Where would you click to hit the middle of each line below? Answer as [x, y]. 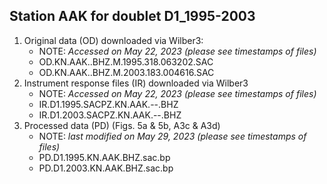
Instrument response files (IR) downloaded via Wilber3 [136, 83]
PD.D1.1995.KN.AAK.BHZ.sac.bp [104, 157]
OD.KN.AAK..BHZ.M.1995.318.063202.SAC [126, 61]
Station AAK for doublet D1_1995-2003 [132, 16]
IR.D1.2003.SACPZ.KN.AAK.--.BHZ [110, 115]
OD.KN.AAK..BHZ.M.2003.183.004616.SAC [126, 72]
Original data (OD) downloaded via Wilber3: [113, 40]
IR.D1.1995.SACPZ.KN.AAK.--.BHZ [108, 104]
